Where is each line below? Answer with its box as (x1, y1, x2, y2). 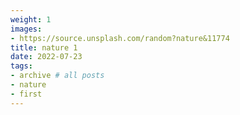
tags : (10, 61, 33, 71)
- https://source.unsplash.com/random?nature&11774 (10, 33, 230, 43)
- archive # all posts (10, 71, 105, 81)
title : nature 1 (10, 42, 78, 53)
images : (10, 24, 43, 34)
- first (10, 89, 43, 99)
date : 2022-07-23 (10, 52, 83, 62)
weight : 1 (10, 14, 52, 25)
